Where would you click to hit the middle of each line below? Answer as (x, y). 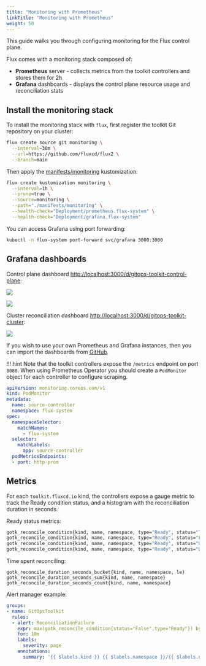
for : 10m (29, 634)
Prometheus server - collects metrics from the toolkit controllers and (102, 71)
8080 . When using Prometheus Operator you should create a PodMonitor (97, 370)
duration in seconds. (32, 509)
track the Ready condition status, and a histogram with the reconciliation (98, 502)
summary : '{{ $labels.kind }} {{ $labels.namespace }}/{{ (98, 657)
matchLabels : (34, 445)
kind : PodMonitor (29, 393)
